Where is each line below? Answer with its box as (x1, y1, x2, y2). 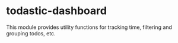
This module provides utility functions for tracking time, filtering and (6, 24, 172, 31)
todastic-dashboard (6, 4, 107, 18)
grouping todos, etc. (6, 29, 56, 37)
